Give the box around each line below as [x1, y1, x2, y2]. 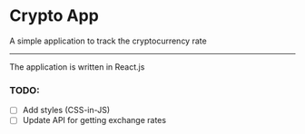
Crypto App [9, 5, 100, 26]
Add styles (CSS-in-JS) [22, 105, 111, 116]
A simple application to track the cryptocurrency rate [9, 35, 207, 46]
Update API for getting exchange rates [22, 115, 166, 126]
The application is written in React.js [9, 61, 145, 72]
